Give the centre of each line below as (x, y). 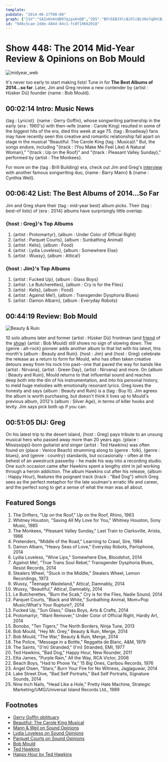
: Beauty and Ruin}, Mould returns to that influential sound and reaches (79, 375)
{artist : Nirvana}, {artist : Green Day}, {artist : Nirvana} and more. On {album (84, 370)
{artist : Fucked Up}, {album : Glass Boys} (56, 279)
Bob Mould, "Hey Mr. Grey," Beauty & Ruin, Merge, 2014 (70, 631)
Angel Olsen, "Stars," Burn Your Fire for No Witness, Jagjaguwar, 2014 (85, 668)
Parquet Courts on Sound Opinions (49, 738)
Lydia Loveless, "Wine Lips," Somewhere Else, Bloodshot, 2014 (78, 557)
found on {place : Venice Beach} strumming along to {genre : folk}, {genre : (83, 450)
